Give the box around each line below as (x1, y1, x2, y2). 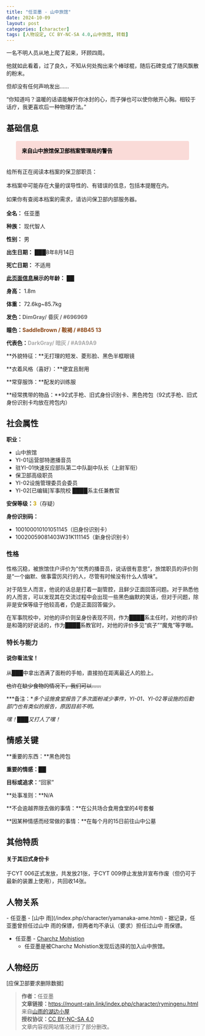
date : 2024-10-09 (6, 15, 51, 21)
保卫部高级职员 (15, 471, 53, 479)
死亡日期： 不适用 (6, 261, 51, 268)
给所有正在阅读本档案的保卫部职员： (6, 168, 98, 175)
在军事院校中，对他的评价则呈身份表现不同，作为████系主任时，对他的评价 (6, 614, 198, 621)
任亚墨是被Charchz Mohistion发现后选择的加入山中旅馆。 (24, 943, 168, 950)
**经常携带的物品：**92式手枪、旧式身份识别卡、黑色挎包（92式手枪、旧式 (6, 391, 198, 398)
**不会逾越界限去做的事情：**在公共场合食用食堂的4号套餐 (6, 804, 154, 811)
